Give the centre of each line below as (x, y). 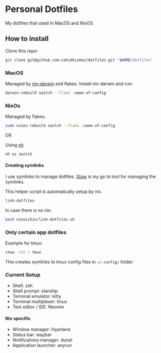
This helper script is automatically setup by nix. (54, 191)
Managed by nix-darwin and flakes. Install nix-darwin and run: (69, 83)
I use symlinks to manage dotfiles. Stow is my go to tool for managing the (80, 176)
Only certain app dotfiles (36, 232)
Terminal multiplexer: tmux (40, 301)
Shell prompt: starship (35, 291)
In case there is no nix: (28, 210)
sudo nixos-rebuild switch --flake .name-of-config (60, 126)
